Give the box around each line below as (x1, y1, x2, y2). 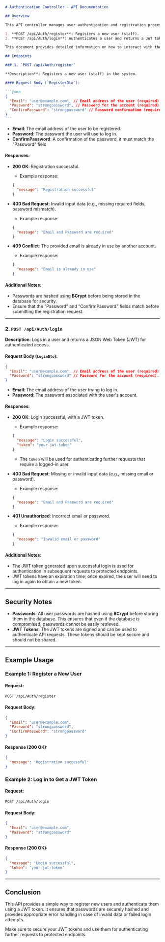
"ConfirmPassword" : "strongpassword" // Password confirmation (9, 107, 141, 113)
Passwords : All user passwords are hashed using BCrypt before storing (12, 611, 159, 617)
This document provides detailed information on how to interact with (5, 45, 153, 50)
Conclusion (5, 888, 41, 896)
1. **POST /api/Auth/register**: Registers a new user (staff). (5, 31, 139, 36)
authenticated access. (5, 342, 50, 348)
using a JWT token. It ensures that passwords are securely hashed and (5, 907, 149, 912)
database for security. (12, 298, 57, 304)
